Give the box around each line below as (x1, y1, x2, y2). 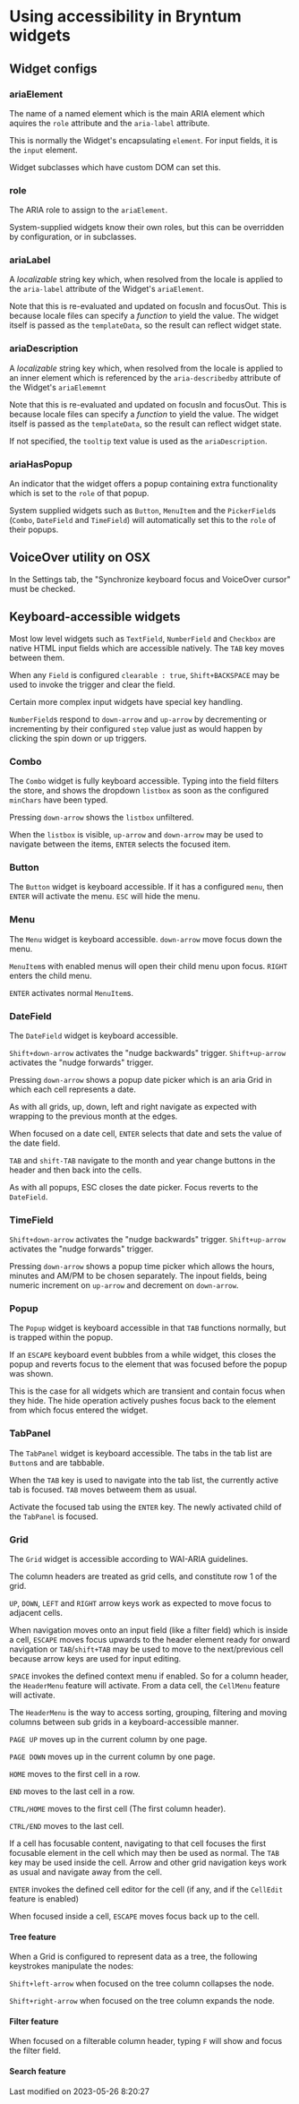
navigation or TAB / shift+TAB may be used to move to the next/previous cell (9, 1644, 284, 1654)
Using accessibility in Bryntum (9, 6, 242, 27)
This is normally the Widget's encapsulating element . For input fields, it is (9, 134, 278, 145)
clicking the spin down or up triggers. (9, 733, 148, 743)
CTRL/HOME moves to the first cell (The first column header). (9, 1803, 226, 1815)
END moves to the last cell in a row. (9, 1786, 135, 1797)
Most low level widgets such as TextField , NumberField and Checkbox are (9, 633, 276, 644)
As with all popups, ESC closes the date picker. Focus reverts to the (9, 1181, 259, 1192)
